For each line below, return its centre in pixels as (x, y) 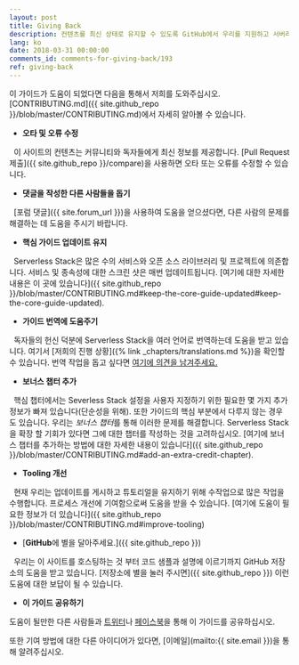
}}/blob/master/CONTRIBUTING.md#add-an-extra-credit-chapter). (131, 454)
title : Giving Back (45, 26)
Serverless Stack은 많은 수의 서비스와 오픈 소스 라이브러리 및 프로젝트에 (139, 261)
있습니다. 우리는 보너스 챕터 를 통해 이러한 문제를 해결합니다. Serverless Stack (154, 422)
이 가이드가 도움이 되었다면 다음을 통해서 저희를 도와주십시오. (115, 93)
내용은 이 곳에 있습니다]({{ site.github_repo (85, 283)
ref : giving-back (41, 68)
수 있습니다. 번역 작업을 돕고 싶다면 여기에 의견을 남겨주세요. (113, 362)
